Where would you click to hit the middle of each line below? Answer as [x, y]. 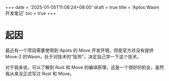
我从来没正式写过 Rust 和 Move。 [40, 73]
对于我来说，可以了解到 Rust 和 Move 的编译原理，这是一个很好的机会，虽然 [85, 67]
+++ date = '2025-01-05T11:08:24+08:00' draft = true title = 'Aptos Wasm [82, 7]
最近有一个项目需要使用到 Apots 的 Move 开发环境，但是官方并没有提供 [79, 50]
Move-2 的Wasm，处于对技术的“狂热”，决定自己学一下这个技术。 [73, 56]
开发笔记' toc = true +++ [31, 13]
